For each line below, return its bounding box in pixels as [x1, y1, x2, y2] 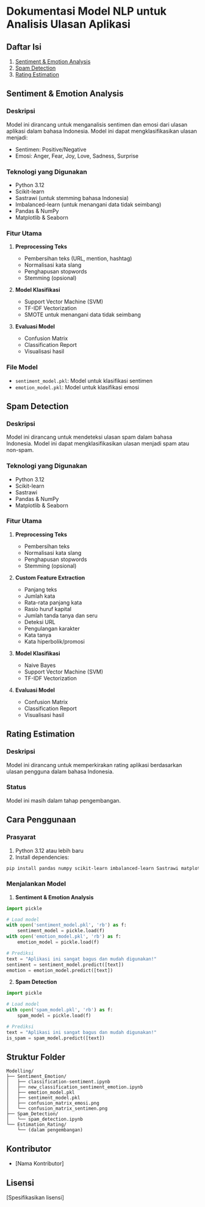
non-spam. [6, 447, 34, 454]
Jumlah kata [24, 592, 56, 600]
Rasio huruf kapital [24, 605, 72, 612]
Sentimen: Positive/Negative [15, 146, 87, 153]
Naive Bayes [24, 661, 56, 669]
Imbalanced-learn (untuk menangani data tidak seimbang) [15, 201, 162, 208]
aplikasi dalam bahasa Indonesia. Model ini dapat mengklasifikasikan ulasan [6, 127, 197, 135]
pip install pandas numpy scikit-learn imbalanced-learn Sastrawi [6, 865, 179, 871]
